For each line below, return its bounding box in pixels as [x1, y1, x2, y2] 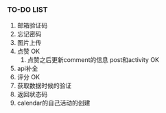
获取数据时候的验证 [16, 81, 72, 90]
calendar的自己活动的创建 [16, 99, 91, 107]
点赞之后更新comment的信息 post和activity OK [27, 56, 160, 64]
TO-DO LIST [7, 5, 48, 14]
